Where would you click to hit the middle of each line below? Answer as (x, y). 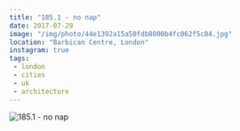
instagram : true (39, 50)
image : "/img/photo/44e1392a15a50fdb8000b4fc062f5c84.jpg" (121, 34)
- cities (29, 75)
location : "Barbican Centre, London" (79, 42)
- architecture (41, 91)
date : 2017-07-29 (41, 26)
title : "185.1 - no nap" (55, 17)
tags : (19, 58)
